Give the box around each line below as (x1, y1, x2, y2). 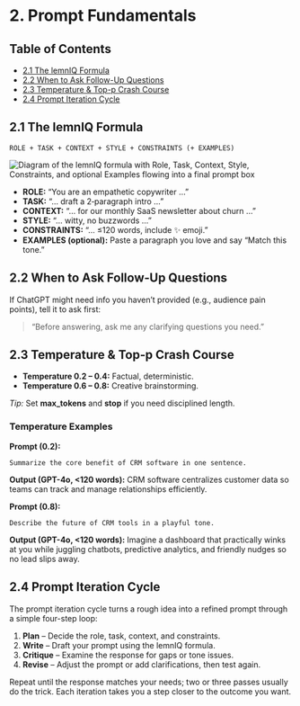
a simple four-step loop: (9, 612, 98, 623)
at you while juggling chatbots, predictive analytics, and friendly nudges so (9, 543, 287, 554)
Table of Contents (9, 41, 112, 57)
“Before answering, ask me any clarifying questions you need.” (31, 321, 265, 332)
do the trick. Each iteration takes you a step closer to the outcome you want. (9, 685, 292, 697)
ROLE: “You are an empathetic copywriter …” (22, 186, 190, 197)
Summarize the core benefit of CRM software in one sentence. (9, 458, 247, 468)
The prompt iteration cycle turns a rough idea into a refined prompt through (9, 603, 288, 614)
